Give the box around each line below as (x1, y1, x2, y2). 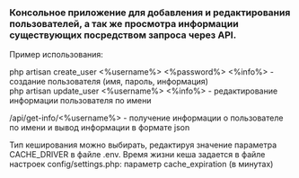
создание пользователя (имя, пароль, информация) (9, 76, 209, 87)
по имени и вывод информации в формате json (9, 122, 190, 133)
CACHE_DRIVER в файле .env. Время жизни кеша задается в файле (9, 149, 266, 160)
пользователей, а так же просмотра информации (9, 17, 240, 30)
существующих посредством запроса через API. (9, 29, 237, 41)
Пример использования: (9, 49, 103, 60)
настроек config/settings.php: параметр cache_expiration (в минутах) (9, 159, 274, 170)
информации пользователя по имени (9, 95, 152, 106)
